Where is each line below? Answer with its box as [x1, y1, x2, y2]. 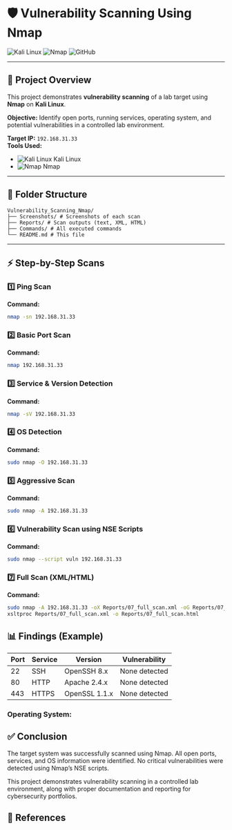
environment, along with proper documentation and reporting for [7, 784, 191, 793]
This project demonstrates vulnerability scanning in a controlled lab [7, 777, 199, 785]
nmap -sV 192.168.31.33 [7, 411, 76, 417]
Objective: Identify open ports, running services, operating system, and [7, 113, 212, 122]
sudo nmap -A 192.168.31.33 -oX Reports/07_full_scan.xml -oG [7, 604, 190, 612]
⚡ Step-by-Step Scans [7, 257, 105, 269]
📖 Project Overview [7, 74, 92, 86]
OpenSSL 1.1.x [64, 688, 114, 698]
